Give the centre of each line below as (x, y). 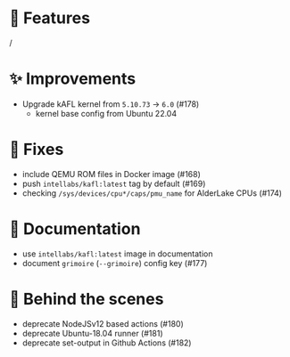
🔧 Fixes (37, 150)
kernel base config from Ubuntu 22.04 (106, 113)
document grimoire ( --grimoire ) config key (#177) (115, 263)
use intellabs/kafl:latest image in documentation (117, 254)
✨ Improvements (73, 79)
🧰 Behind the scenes (87, 299)
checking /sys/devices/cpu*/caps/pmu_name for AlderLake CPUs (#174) (152, 193)
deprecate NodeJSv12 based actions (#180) (103, 323)
